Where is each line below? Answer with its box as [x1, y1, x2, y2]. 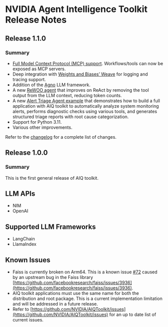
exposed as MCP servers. [12, 66, 66, 72]
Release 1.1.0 [5, 34, 46, 43]
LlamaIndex [12, 241, 37, 247]
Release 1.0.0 [5, 149, 48, 157]
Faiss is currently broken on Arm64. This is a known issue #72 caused [12, 269, 158, 275]
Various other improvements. [12, 124, 73, 130]
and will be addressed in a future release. [12, 301, 98, 306]
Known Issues [5, 255, 51, 264]
